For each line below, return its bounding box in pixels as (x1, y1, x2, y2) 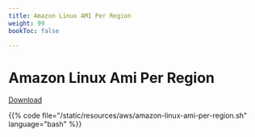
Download (8, 95, 43, 105)
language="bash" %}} (8, 119, 82, 129)
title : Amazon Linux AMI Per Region (8, 11, 132, 20)
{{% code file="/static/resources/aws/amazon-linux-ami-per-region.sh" (8, 110, 248, 121)
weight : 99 (8, 19, 45, 27)
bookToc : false (8, 27, 60, 35)
